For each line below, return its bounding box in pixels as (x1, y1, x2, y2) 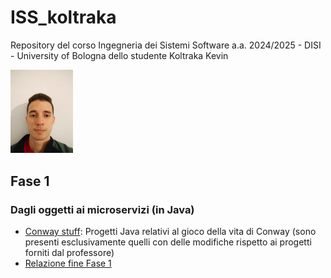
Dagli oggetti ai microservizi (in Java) (10, 202, 195, 216)
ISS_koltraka (10, 6, 117, 29)
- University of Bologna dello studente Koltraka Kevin (10, 49, 229, 61)
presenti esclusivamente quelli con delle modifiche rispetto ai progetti (24, 236, 312, 248)
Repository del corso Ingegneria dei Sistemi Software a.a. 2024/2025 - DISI (10, 39, 322, 51)
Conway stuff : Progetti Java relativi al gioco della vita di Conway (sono (24, 225, 317, 237)
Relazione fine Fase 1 (24, 257, 112, 269)
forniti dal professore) (24, 246, 115, 258)
